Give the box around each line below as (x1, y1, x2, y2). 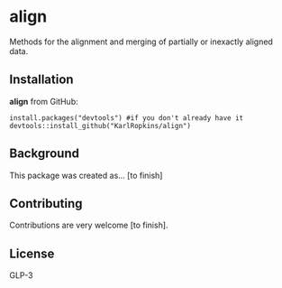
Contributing (9, 196, 83, 211)
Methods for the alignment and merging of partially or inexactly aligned (9, 36, 273, 47)
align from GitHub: (9, 96, 78, 107)
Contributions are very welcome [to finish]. (9, 219, 168, 231)
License (9, 246, 55, 261)
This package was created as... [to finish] (9, 170, 163, 181)
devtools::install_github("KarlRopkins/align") (9, 121, 192, 130)
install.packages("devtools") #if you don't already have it (9, 113, 244, 123)
